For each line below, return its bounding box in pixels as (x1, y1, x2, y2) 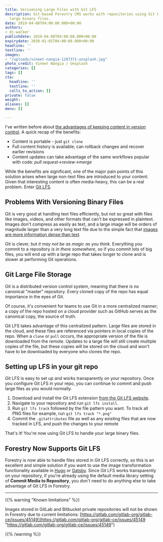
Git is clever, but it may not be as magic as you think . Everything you (5, 241, 143, 246)
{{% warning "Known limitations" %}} (5, 497, 80, 503)
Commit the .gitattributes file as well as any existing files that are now (12, 416, 156, 422)
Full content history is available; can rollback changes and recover (12, 144, 145, 149)
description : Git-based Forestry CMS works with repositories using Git (5, 12, 155, 16)
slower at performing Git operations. (5, 256, 78, 262)
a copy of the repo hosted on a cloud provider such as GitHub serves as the (5, 308, 157, 314)
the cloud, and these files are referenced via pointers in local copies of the (5, 328, 154, 334)
